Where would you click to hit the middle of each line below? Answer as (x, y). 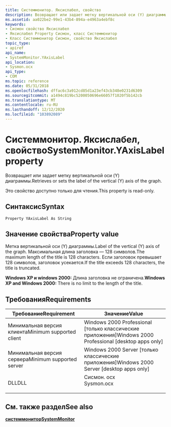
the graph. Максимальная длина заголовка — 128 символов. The (75, 252)
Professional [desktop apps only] (123, 341)
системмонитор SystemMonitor (40, 419)
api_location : (20, 62)
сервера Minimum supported (42, 359)
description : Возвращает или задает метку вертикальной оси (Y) (75, 15)
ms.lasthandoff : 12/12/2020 (35, 110)
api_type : (16, 72)
